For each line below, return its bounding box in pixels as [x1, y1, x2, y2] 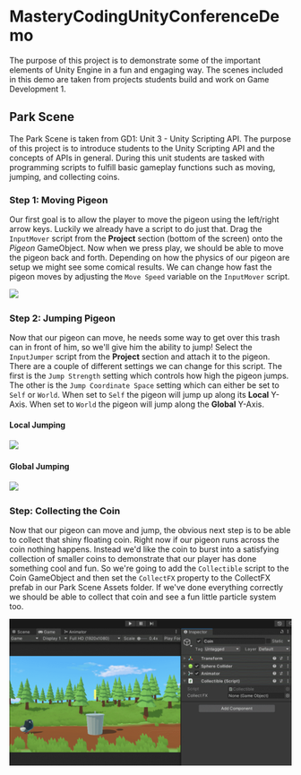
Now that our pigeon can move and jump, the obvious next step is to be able [9, 525, 291, 536]
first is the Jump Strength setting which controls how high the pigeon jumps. [9, 370, 289, 382]
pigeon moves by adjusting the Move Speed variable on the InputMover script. [9, 271, 290, 282]
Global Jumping [9, 461, 70, 472]
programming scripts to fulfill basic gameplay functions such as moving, [9, 161, 276, 172]
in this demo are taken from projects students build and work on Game [9, 73, 270, 84]
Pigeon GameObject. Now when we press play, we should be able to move [9, 243, 284, 254]
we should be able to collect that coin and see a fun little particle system [9, 591, 277, 602]
